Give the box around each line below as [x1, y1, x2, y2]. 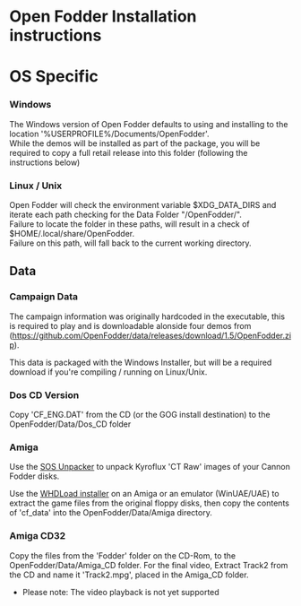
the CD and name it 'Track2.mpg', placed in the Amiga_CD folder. [9, 569, 249, 580]
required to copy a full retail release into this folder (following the [9, 147, 248, 158]
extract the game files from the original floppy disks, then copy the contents [9, 498, 289, 508]
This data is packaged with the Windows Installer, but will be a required [9, 357, 272, 368]
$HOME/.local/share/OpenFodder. [9, 228, 135, 238]
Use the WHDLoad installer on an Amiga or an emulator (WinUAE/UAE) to [9, 489, 279, 499]
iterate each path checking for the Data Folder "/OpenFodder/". [9, 209, 242, 220]
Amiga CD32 [9, 530, 66, 542]
